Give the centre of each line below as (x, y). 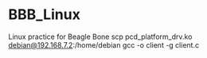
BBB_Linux (45, 15)
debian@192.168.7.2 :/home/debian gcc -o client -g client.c (104, 44)
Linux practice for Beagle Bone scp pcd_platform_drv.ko (100, 37)
